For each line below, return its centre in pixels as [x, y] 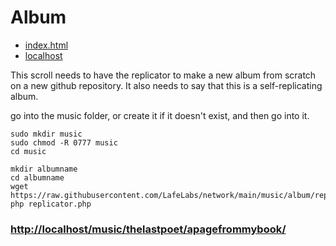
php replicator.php [51, 204]
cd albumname [37, 177]
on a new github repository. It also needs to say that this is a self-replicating [166, 85]
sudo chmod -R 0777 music [64, 142]
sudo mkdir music [46, 134]
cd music [28, 151]
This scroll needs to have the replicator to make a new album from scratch [163, 75]
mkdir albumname [44, 169]
